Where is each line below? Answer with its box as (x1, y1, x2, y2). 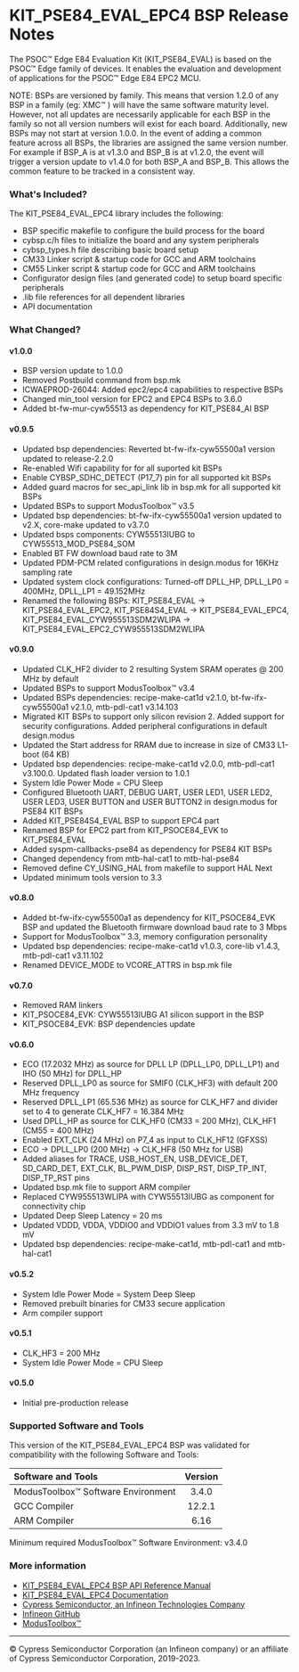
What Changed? (9, 324, 82, 336)
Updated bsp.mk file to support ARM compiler (21, 1182, 191, 1193)
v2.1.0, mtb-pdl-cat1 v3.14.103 (70, 701, 179, 712)
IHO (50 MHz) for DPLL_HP (21, 1069, 123, 1079)
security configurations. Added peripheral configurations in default (21, 720, 268, 731)
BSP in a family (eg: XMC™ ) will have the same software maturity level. (9, 99, 270, 110)
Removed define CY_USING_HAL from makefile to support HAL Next (21, 862, 273, 873)
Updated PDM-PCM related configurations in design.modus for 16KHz (21, 557, 279, 568)
